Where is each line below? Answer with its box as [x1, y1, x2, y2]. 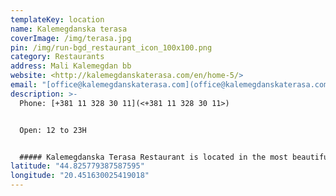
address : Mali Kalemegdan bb [10, 61, 132, 71]
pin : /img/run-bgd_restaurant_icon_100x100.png [10, 42, 213, 53]
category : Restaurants [10, 52, 105, 62]
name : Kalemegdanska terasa [10, 24, 128, 34]
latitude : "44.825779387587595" [10, 161, 145, 171]
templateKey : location [10, 14, 105, 25]
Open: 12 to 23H [19, 125, 87, 135]
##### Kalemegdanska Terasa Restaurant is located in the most [19, 152, 288, 162]
